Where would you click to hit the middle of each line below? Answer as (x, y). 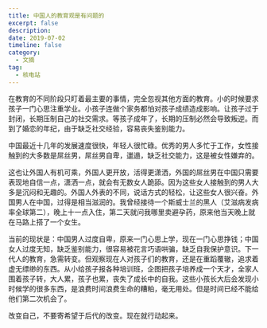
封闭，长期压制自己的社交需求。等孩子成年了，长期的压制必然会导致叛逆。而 (133, 118)
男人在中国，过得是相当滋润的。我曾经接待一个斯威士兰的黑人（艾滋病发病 (137, 202)
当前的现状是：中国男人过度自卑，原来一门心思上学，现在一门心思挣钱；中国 (133, 239)
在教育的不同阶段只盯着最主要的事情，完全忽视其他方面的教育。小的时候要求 (133, 98)
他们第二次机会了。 (40, 299)
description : (30, 30)
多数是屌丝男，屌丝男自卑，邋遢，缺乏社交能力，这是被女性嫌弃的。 (147, 155)
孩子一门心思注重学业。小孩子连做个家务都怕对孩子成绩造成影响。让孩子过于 (133, 108)
